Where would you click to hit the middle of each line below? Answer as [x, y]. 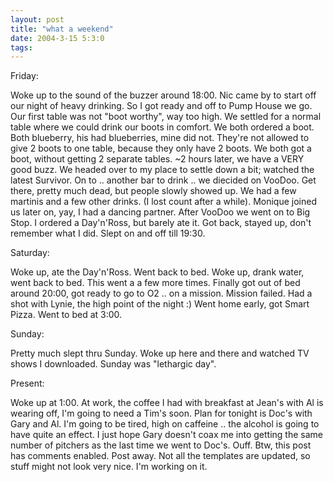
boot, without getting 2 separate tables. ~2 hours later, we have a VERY [157, 159]
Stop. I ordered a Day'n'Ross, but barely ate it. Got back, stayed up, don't [161, 223]
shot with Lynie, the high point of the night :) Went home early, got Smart [160, 304]
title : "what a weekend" [62, 29]
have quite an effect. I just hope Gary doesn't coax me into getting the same [166, 435]
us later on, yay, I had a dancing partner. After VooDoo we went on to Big [160, 212]
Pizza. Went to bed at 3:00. [66, 315]
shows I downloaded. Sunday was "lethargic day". [113, 364]
